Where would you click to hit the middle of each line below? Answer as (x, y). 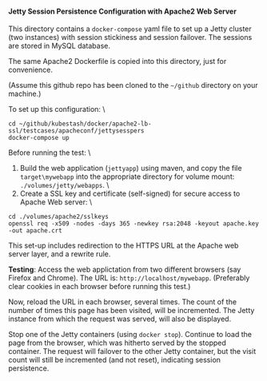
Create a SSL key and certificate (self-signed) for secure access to (130, 194)
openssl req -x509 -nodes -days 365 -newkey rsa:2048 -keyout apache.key (134, 224)
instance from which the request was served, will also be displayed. (120, 319)
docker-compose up (39, 138)
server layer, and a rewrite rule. (60, 254)
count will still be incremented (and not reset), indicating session (115, 360)
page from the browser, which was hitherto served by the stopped (117, 343)
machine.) (25, 94)
